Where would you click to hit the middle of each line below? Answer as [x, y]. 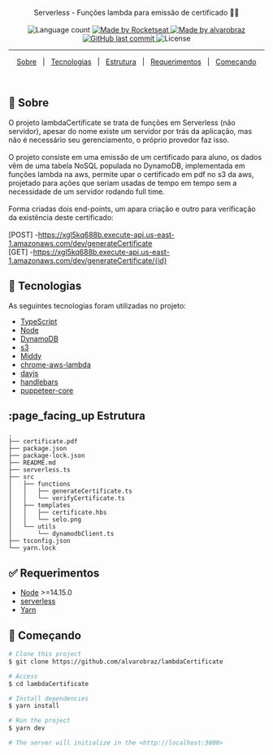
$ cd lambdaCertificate [49, 684]
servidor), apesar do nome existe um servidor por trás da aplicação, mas [130, 131]
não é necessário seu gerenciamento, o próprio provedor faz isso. [119, 140]
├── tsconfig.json [39, 541]
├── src [22, 477]
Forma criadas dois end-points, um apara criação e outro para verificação [132, 209]
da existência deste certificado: [61, 217]
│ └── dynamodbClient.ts [61, 534]
